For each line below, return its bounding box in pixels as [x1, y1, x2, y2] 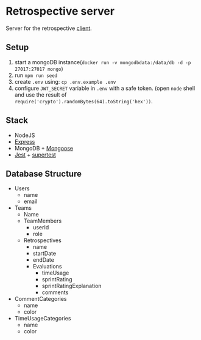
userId [32, 224, 49, 231]
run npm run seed [14, 72, 58, 79]
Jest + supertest [14, 151, 56, 158]
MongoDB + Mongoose [14, 144, 74, 152]
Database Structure [5, 168, 82, 179]
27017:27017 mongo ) [14, 65, 63, 72]
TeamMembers [23, 217, 62, 224]
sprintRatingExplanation [41, 283, 102, 290]
